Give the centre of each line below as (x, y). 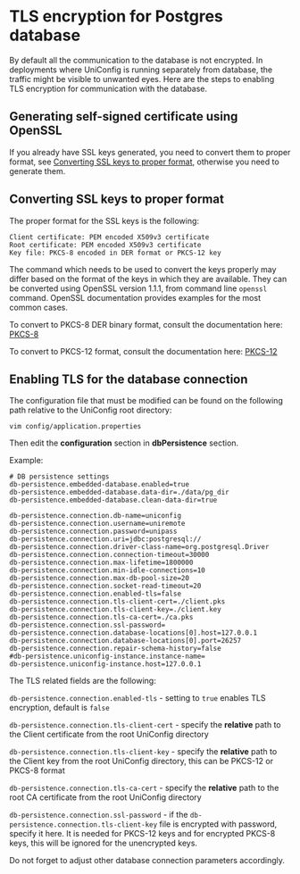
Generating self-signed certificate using (124, 117)
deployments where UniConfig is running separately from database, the (141, 70)
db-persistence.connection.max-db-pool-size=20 (100, 579)
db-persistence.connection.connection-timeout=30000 (109, 555)
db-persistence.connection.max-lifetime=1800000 (101, 563)
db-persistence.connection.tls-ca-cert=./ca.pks (101, 618)
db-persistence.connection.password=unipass (93, 532)
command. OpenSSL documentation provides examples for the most (135, 297)
